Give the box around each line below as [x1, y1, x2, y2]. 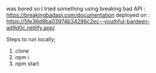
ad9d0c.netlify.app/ [6, 24, 55, 31]
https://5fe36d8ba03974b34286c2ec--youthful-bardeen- [6, 18, 151, 25]
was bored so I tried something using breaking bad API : [6, 5, 146, 12]
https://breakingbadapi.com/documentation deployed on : [6, 11, 150, 19]
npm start [14, 60, 39, 67]
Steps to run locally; [6, 36, 56, 42]
